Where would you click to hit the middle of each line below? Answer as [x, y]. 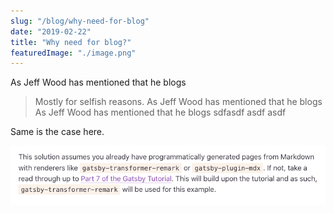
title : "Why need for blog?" [71, 42]
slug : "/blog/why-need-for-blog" [80, 21]
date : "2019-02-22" [51, 31]
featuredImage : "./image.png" [73, 53]
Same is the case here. [57, 132]
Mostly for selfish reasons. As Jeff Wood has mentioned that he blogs [178, 102]
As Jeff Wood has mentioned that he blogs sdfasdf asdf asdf [160, 112]
